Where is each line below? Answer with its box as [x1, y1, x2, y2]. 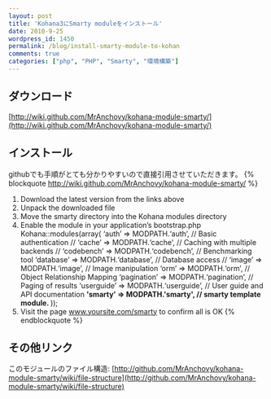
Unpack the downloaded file [20, 203, 116, 213]
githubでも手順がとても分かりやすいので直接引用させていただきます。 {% [8, 169, 255, 179]
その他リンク [8, 340, 73, 354]
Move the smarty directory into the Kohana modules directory [20, 211, 227, 221]
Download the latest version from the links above [20, 194, 185, 204]
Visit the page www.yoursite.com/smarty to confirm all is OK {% [20, 306, 235, 316]
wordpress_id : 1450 [8, 34, 75, 43]
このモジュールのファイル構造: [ [8, 364, 116, 374]
